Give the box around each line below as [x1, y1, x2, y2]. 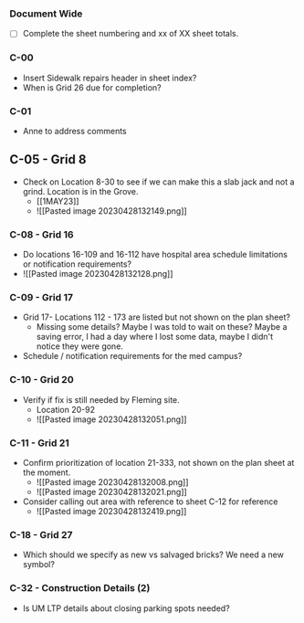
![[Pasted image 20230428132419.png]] [36, 505, 187, 516]
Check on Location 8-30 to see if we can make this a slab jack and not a [22, 176, 295, 187]
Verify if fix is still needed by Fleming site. [22, 394, 180, 405]
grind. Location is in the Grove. [22, 185, 139, 196]
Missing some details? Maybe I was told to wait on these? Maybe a [36, 322, 288, 333]
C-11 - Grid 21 [9, 437, 70, 449]
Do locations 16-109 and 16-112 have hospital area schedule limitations [22, 249, 288, 260]
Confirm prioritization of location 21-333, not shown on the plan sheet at [22, 457, 295, 468]
